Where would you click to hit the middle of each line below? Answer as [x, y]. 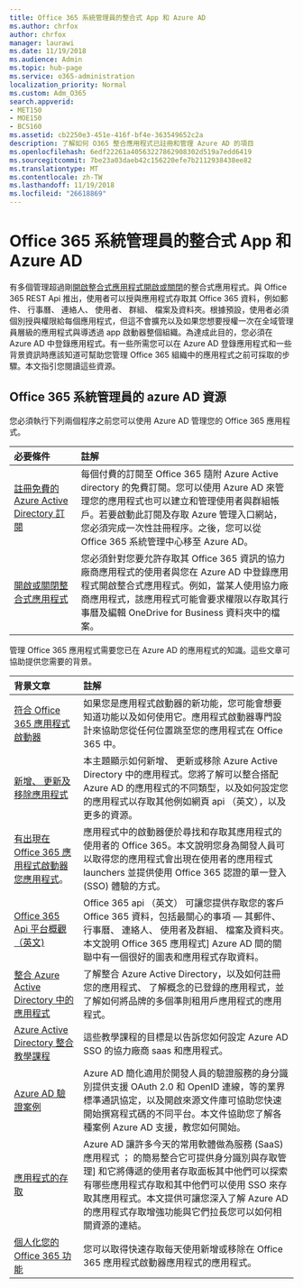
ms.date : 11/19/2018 [48, 51]
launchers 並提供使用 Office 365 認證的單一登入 [184, 872]
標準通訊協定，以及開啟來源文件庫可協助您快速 [182, 1099]
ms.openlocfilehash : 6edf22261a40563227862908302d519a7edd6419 [131, 152]
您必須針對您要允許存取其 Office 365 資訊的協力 [183, 558]
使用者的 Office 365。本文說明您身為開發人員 [179, 845]
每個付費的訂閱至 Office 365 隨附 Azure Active [179, 474]
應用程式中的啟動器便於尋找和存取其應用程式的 [182, 832]
